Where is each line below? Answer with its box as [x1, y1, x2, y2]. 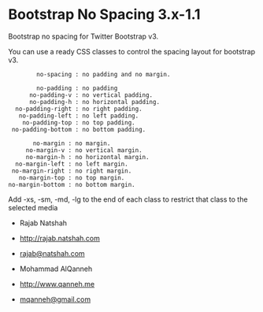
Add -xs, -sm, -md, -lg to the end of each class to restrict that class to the [8, 195, 248, 204]
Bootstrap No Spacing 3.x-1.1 [8, 6, 201, 24]
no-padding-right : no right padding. [15, 105, 143, 113]
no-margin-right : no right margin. [11, 167, 132, 175]
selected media [8, 202, 58, 212]
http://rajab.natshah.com [19, 233, 100, 243]
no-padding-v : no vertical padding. [28, 91, 154, 99]
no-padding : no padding [36, 84, 118, 92]
